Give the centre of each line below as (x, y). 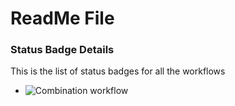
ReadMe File (62, 18)
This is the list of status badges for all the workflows (118, 71)
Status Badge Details (62, 50)
